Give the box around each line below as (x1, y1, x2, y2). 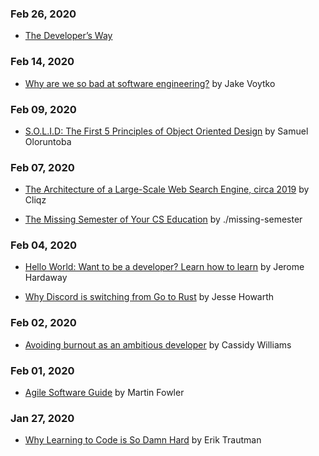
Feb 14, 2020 (10, 55, 75, 69)
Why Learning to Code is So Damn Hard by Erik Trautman (24, 434, 262, 446)
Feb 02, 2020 (10, 316, 77, 330)
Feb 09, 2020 (10, 102, 77, 116)
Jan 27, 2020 (10, 412, 75, 425)
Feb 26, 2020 (10, 7, 77, 21)
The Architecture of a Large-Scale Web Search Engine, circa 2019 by (24, 183, 310, 196)
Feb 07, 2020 (10, 160, 75, 174)
